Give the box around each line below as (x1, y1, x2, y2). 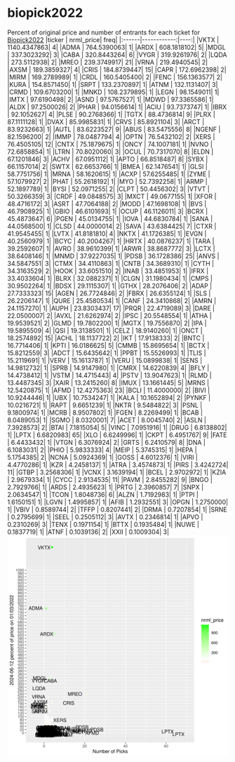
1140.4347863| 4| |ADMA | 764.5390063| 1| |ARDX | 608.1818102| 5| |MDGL (7, 43, 226, 51)
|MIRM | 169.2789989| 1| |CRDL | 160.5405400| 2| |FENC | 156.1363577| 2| (7, 72, 223, 81)
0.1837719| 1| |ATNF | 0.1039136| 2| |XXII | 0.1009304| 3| (7, 528, 170, 536)
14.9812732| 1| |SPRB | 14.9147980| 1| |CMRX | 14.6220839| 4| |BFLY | (7, 363, 210, 372)
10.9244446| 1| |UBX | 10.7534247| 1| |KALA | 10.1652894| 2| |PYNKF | (7, 393, 211, 401)
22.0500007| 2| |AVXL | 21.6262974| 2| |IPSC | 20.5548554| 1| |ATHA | (7, 311, 212, 320)
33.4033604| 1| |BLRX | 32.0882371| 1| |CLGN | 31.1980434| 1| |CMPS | (7, 274, 213, 282)
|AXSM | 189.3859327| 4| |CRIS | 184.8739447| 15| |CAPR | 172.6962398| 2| (7, 65, 227, 74)
